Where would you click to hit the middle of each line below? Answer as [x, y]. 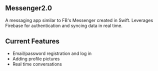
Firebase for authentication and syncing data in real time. [64, 25]
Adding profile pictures [36, 58]
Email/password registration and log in [52, 53]
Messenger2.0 [29, 8]
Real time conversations [37, 64]
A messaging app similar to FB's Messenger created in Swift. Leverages [79, 20]
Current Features [32, 41]
